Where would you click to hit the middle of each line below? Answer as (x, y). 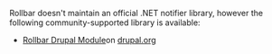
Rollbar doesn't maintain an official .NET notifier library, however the (136, 13)
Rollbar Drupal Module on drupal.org (89, 40)
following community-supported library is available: (105, 22)
